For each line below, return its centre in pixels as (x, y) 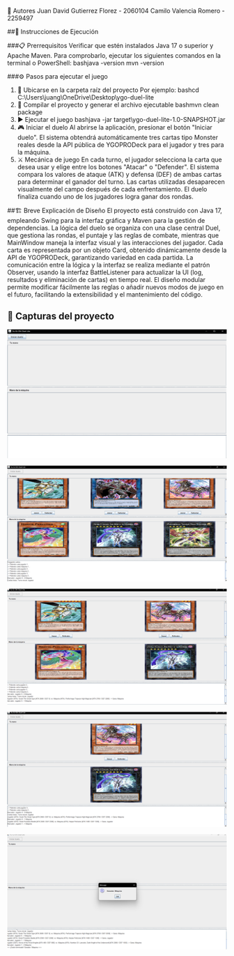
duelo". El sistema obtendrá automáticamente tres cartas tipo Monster (117, 137)
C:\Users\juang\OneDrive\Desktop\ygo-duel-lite (86, 97)
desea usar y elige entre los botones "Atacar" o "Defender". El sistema (118, 167)
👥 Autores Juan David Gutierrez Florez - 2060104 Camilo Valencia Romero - (116, 11)
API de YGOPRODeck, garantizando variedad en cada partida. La (100, 257)
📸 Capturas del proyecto (61, 316)
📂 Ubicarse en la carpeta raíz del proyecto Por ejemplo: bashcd (108, 90)
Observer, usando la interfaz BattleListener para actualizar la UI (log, (105, 272)
